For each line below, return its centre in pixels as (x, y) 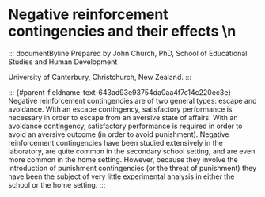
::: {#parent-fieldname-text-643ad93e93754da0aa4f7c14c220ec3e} (120, 92)
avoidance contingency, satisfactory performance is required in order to (125, 126)
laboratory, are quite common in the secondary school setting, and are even (132, 151)
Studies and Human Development (63, 62)
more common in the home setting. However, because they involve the (123, 159)
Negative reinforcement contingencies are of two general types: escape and (132, 100)
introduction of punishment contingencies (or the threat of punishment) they (132, 168)
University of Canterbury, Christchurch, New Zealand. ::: (100, 77)
